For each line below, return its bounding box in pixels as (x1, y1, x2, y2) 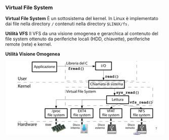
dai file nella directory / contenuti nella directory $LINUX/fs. (5, 21, 130, 27)
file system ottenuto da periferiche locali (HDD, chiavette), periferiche (5, 36, 150, 42)
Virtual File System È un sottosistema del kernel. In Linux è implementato (5, 16, 158, 22)
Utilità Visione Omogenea (5, 51, 60, 57)
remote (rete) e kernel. (5, 41, 52, 47)
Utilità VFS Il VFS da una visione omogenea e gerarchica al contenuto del (5, 31, 158, 37)
